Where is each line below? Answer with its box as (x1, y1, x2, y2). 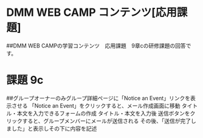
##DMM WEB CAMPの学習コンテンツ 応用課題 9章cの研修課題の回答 (6, 42, 187, 49)
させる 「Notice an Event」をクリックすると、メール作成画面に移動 (11, 102, 181, 109)
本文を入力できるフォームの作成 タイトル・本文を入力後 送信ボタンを (16, 109, 190, 117)
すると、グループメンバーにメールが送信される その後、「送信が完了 (22, 117, 191, 125)
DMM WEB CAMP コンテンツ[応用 (6, 5, 177, 19)
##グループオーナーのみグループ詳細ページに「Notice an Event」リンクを (6, 94, 190, 102)
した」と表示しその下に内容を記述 (11, 125, 97, 132)
